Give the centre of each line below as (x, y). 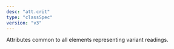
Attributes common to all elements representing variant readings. (87, 40)
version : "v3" (24, 23)
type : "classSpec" (29, 17)
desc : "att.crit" (28, 12)
